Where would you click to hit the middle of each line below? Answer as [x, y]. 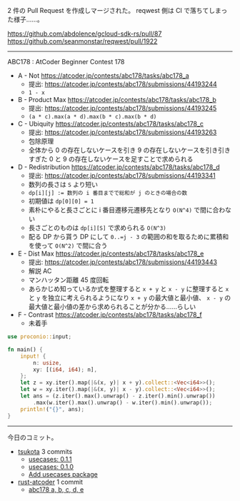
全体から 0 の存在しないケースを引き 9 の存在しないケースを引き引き [129, 150]
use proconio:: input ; [40, 337]
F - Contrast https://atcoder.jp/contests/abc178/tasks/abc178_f [110, 315]
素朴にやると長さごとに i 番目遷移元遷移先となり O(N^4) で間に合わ [127, 210]
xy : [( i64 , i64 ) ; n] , [65, 370]
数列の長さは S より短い [63, 184]
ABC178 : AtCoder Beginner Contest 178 [66, 62]
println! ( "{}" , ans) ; [52, 409]
